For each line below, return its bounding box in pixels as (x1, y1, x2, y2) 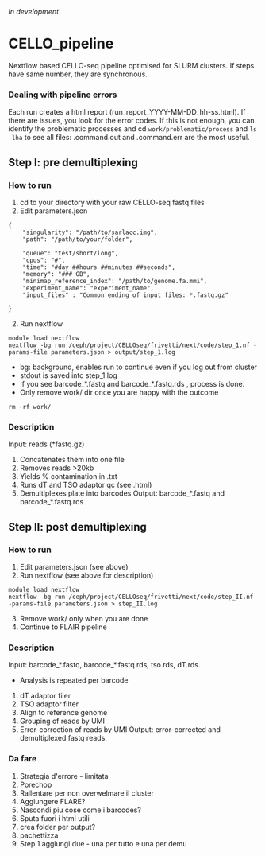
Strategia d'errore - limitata (19, 771, 109, 780)
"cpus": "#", (22, 256, 66, 264)
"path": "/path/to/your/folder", (22, 235, 133, 243)
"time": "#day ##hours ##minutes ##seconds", (22, 263, 176, 271)
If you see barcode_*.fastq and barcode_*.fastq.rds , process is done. (19, 379, 245, 388)
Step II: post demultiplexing (8, 520, 147, 534)
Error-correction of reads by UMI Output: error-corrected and (19, 725, 221, 734)
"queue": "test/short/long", (22, 249, 119, 257)
